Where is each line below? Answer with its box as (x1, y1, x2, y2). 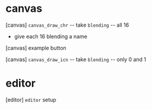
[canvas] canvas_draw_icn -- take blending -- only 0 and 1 (5, 56, 147, 63)
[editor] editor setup (5, 96, 57, 103)
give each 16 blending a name (14, 33, 87, 40)
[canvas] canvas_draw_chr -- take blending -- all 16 (5, 21, 129, 28)
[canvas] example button (5, 44, 66, 52)
